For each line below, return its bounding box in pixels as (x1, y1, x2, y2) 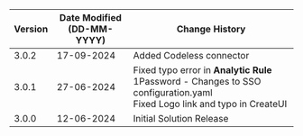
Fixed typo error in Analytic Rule (133, 64, 272, 76)
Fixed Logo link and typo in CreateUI (133, 98, 288, 110)
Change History (176, 23, 246, 35)
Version (14, 23, 49, 35)
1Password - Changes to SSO (133, 76, 262, 87)
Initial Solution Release (133, 113, 229, 124)
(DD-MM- (67, 23, 114, 35)
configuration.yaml (133, 86, 214, 98)
